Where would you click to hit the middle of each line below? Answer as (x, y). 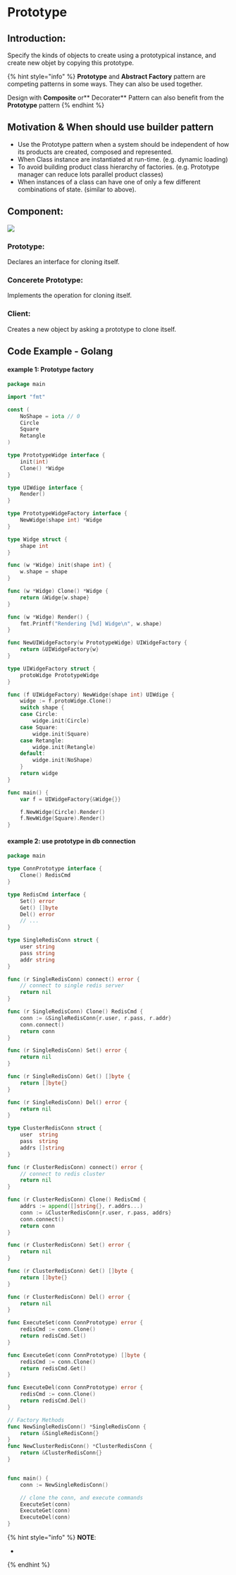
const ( (19, 409)
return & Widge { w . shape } (55, 597)
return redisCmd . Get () (53, 1368)
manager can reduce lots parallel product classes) (90, 174)
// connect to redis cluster (63, 1174)
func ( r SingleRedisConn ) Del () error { (68, 1102)
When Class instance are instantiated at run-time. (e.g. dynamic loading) (123, 159)
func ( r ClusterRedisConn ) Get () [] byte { (70, 1271)
